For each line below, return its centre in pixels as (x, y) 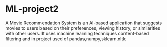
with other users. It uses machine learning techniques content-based (77, 33)
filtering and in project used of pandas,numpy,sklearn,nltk (66, 39)
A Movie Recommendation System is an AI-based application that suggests (84, 23)
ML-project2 (32, 9)
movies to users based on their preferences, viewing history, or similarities (83, 28)
